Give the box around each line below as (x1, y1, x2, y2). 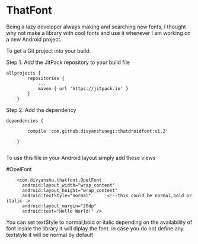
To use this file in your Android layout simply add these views (6, 154, 156, 161)
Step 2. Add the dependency (6, 106, 76, 113)
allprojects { (6, 70, 41, 76)
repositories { (27, 75, 65, 81)
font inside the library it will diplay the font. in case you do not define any (6, 224, 184, 232)
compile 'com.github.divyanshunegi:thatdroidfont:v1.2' (27, 128, 168, 134)
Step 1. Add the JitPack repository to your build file (6, 59, 130, 66)
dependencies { (6, 118, 44, 124)
